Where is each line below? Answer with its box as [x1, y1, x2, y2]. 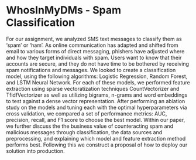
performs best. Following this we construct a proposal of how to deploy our [6, 141, 188, 148]
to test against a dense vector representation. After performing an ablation [6, 97, 185, 104]
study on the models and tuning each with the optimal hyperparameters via [6, 104, 187, 111]
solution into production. [6, 147, 65, 154]
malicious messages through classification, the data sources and [6, 128, 163, 135]
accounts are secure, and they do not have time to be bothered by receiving [6, 60, 189, 67]
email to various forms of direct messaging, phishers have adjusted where [6, 47, 185, 55]
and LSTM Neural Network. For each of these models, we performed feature [6, 79, 190, 86]
